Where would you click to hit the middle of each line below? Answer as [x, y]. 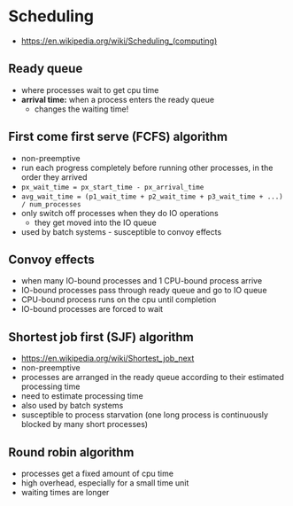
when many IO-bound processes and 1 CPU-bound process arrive [142, 281]
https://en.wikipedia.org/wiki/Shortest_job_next [108, 358]
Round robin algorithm [71, 452]
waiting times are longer [65, 492]
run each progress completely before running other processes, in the [147, 167]
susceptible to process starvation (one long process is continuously [145, 415]
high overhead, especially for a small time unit [105, 483]
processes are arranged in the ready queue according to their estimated [153, 378]
